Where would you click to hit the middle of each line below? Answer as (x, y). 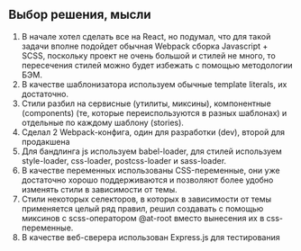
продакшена (46, 141)
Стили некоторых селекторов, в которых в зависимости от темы (146, 199)
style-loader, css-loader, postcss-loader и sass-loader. (124, 160)
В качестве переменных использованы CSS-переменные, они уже (150, 170)
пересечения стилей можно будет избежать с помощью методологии (157, 65)
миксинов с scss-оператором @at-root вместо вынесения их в (143, 218)
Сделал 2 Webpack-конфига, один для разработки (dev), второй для (153, 132)
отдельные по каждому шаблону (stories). (102, 122)
